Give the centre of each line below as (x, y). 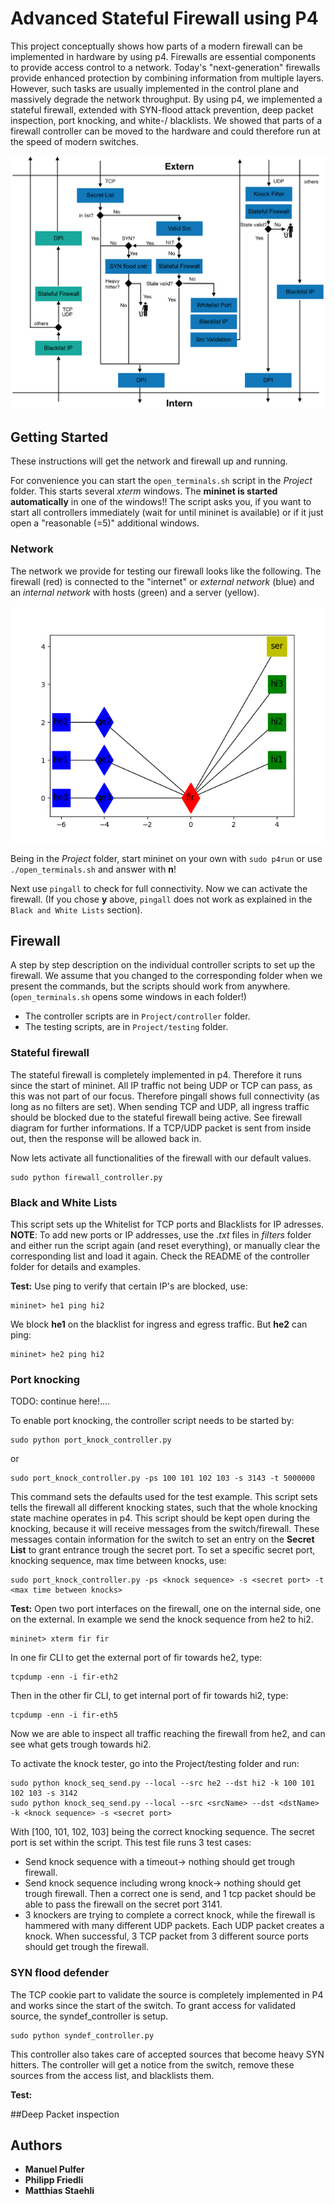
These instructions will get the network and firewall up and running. (149, 461)
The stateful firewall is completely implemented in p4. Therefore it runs (156, 1074)
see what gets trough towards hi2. (81, 1744)
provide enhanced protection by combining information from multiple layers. (167, 78)
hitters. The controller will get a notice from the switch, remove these (152, 2064)
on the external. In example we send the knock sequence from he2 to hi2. (162, 1619)
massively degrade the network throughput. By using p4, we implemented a (166, 99)
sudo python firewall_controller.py (86, 1177)
